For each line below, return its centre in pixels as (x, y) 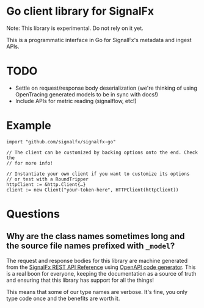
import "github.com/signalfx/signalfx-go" (61, 141)
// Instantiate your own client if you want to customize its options (98, 174)
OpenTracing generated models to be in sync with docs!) (87, 94)
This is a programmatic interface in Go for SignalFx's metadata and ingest (99, 40)
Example (29, 126)
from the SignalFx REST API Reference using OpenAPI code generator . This (101, 267)
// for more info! (30, 163)
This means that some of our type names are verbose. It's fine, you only (97, 292)
